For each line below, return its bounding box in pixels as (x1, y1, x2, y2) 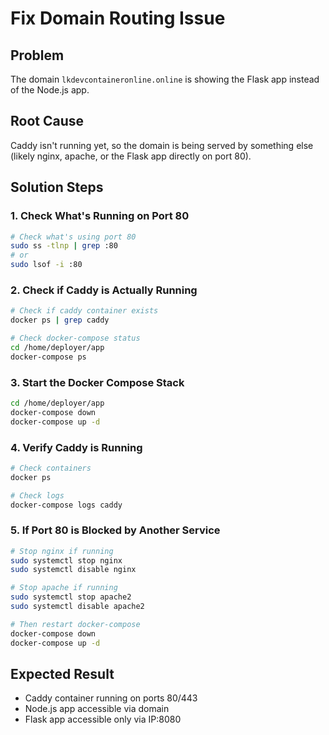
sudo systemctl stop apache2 (10, 592, 132, 602)
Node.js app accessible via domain (24, 703, 170, 715)
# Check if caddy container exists (10, 306, 159, 316)
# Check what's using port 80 (10, 232, 137, 242)
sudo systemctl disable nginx (10, 565, 137, 575)
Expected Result (10, 665, 115, 682)
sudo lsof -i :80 (10, 260, 83, 270)
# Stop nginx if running (10, 546, 114, 556)
